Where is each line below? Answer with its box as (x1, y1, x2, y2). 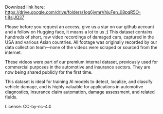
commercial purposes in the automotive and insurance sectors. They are (5, 64, 151, 70)
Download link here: (5, 4, 45, 10)
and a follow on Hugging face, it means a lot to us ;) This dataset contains (5, 29, 153, 34)
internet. (5, 49, 22, 55)
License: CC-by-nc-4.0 (5, 104, 52, 109)
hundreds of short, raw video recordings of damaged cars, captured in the (5, 34, 154, 40)
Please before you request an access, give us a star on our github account (5, 24, 154, 30)
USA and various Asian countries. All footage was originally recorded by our (5, 39, 158, 45)
